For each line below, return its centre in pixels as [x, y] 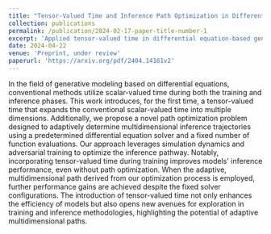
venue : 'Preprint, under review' [65, 53]
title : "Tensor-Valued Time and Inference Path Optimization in [119, 16]
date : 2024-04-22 [38, 46]
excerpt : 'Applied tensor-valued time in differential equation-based [129, 38]
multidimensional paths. [48, 221]
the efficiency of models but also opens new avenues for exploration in [126, 203]
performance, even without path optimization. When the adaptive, [118, 169]
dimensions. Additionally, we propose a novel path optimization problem [128, 118]
